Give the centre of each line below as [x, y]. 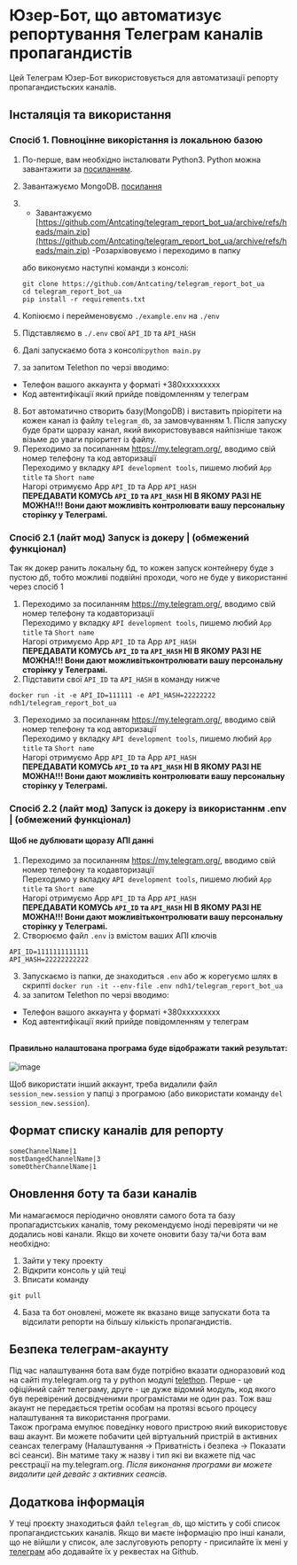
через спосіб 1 [36, 587]
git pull [25, 1296]
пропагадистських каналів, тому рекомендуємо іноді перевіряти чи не [144, 1225]
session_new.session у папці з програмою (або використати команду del [146, 1094]
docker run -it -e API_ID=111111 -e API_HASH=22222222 [113, 695]
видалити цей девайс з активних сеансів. [88, 1474]
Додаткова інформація [77, 1502]
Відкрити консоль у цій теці [74, 1270]
